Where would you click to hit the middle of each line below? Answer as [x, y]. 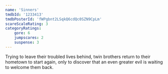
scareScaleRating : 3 [27, 24]
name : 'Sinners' [22, 10]
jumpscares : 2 [29, 38]
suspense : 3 [27, 42]
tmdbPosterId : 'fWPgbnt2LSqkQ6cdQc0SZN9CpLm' [53, 19]
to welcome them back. [29, 67]
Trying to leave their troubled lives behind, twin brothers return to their [78, 56]
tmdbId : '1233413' [24, 14]
